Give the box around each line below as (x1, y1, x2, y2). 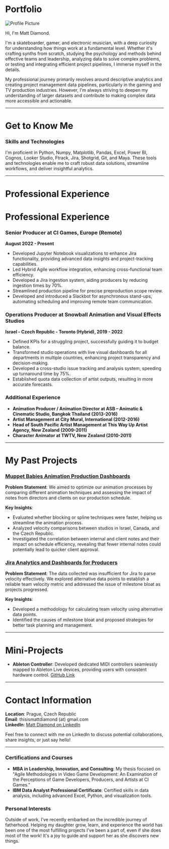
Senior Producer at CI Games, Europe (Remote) (5, 229, 122, 236)
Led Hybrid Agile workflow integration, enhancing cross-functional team (12, 266, 162, 273)
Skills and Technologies (5, 138, 64, 145)
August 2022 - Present (5, 240, 54, 247)
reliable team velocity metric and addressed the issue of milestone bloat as (5, 581, 161, 587)
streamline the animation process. (12, 520, 83, 526)
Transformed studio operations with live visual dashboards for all (12, 349, 147, 355)
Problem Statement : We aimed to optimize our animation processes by (5, 484, 152, 490)
